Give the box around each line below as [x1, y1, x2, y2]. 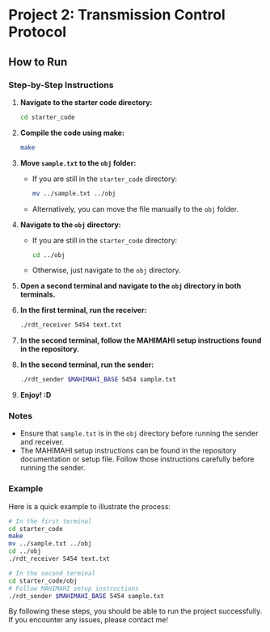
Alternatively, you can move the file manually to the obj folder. [32, 204, 239, 213]
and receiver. [19, 437, 65, 447]
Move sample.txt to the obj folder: [19, 158, 137, 167]
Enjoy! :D [19, 390, 52, 400]
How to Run [8, 55, 68, 69]
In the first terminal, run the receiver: [19, 305, 147, 315]
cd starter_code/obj [8, 576, 78, 585]
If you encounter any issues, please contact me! [8, 615, 168, 625]
